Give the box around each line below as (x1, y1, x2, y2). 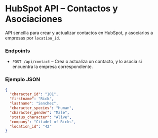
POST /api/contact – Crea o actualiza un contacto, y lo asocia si (12, 59, 142, 65)
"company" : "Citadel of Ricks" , (9, 119, 77, 124)
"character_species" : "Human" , (9, 105, 74, 111)
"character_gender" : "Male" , (9, 110, 70, 115)
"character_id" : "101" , (9, 92, 58, 97)
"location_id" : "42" (9, 124, 52, 129)
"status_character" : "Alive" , (9, 114, 72, 120)
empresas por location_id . (5, 35, 60, 41)
